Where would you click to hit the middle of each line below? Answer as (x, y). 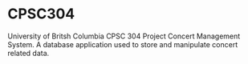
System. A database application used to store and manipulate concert (123, 44)
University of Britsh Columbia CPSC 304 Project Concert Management (124, 36)
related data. (28, 53)
